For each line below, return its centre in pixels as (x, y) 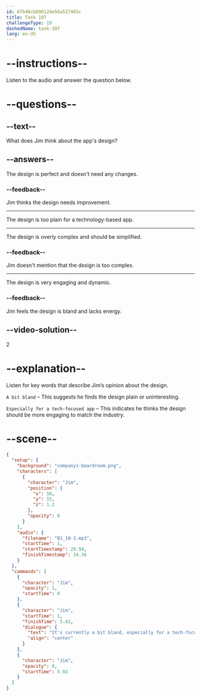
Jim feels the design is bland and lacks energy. (64, 311)
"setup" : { (25, 460)
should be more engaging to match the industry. (66, 415)
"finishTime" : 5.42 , (48, 622)
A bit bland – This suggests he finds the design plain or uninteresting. (93, 397)
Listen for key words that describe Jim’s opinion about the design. (87, 385)
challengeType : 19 (29, 23)
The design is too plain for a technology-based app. (70, 220)
